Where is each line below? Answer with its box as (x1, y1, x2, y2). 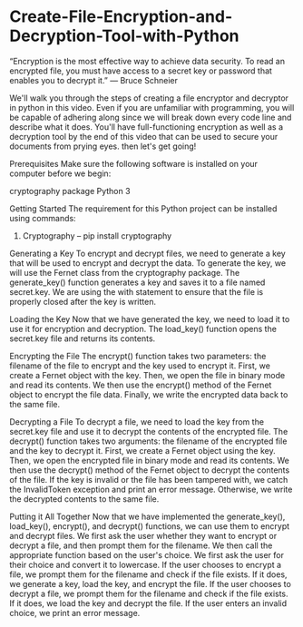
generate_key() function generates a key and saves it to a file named (9, 277, 266, 288)
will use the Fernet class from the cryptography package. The (9, 267, 240, 278)
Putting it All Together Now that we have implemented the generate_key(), (9, 511, 286, 522)
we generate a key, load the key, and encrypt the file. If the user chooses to (9, 578, 292, 589)
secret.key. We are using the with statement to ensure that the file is (9, 286, 264, 297)
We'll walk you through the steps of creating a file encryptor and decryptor (9, 93, 288, 103)
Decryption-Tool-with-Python (9, 25, 239, 46)
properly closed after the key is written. (9, 296, 157, 307)
